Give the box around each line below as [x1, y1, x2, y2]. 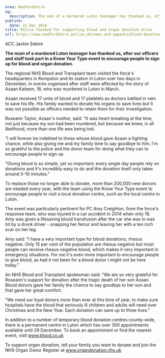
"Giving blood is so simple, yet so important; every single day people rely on [5, 161, 160, 166]
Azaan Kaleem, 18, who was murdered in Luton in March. [5, 86, 120, 92]
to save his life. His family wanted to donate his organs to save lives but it [5, 101, 153, 107]
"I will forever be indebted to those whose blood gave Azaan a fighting [5, 136, 148, 141]
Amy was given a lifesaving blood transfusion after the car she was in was [5, 216, 155, 222]
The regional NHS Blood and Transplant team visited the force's [5, 70, 134, 76]
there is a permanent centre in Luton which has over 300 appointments [5, 322, 149, 328]
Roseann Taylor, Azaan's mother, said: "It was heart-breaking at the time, [5, 115, 153, 121]
